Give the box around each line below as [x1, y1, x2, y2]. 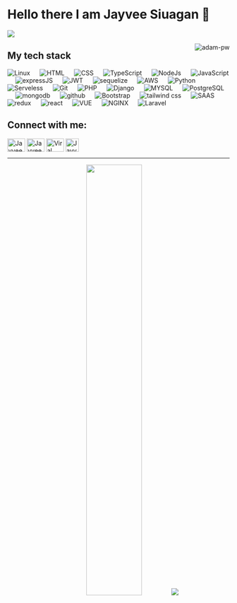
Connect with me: [7, 119, 87, 131]
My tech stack [7, 49, 72, 62]
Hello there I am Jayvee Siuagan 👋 [7, 6, 210, 23]
